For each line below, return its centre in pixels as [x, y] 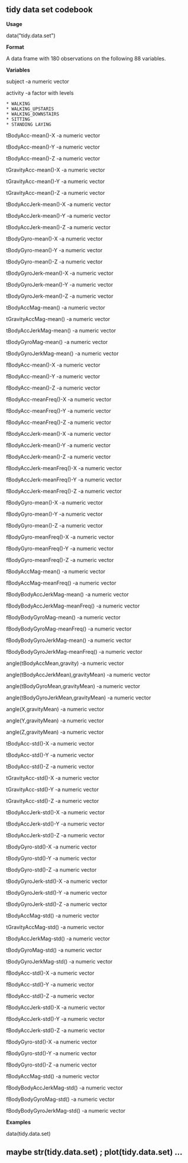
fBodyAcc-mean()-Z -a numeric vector [53, 388]
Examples [19, 1122]
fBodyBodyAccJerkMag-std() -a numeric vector [64, 1087]
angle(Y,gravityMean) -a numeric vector [55, 720]
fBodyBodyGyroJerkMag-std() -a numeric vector [66, 1110]
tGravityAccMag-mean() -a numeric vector [58, 319]
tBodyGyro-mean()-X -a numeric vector [54, 239]
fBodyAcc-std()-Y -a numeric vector [50, 984]
